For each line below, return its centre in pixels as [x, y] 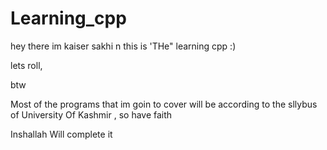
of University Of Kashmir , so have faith [91, 114]
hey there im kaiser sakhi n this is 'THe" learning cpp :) [123, 46]
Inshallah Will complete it [61, 134]
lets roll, [26, 65]
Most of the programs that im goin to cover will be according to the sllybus [164, 104]
